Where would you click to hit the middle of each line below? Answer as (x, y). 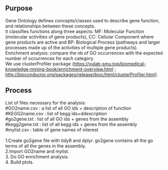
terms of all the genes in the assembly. (46, 146)
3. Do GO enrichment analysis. (37, 156)
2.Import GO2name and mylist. (37, 151)
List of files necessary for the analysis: (46, 103)
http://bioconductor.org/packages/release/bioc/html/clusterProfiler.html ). (82, 74)
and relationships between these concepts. (50, 26)
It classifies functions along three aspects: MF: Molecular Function (75, 31)
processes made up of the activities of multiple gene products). (72, 47)
